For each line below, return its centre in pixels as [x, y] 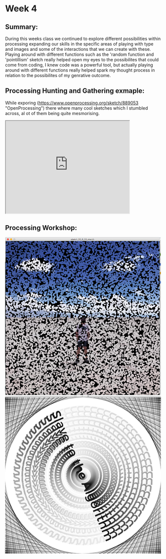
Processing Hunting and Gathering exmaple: [75, 91]
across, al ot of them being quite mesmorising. [52, 113]
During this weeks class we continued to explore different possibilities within [83, 39]
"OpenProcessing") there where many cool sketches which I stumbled [77, 108]
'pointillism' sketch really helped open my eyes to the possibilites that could [82, 60]
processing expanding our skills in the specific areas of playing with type [79, 44]
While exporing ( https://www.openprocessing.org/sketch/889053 [72, 103]
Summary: [21, 27]
